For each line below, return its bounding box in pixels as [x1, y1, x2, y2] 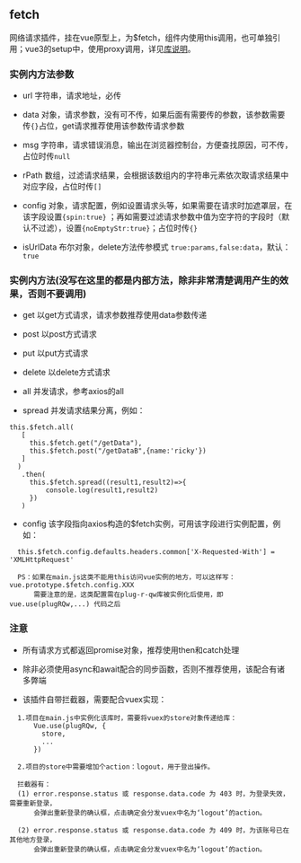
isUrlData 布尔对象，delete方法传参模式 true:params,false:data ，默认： [22, 242, 291, 252]
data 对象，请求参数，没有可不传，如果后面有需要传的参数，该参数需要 [22, 110, 286, 120]
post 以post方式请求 [22, 329, 97, 339]
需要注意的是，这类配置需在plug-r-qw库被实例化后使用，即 [32, 590, 224, 600]
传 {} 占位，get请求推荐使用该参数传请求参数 [22, 120, 185, 131]
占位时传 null [22, 151, 71, 162]
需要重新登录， [9, 798, 57, 807]
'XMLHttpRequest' [9, 556, 75, 565]
